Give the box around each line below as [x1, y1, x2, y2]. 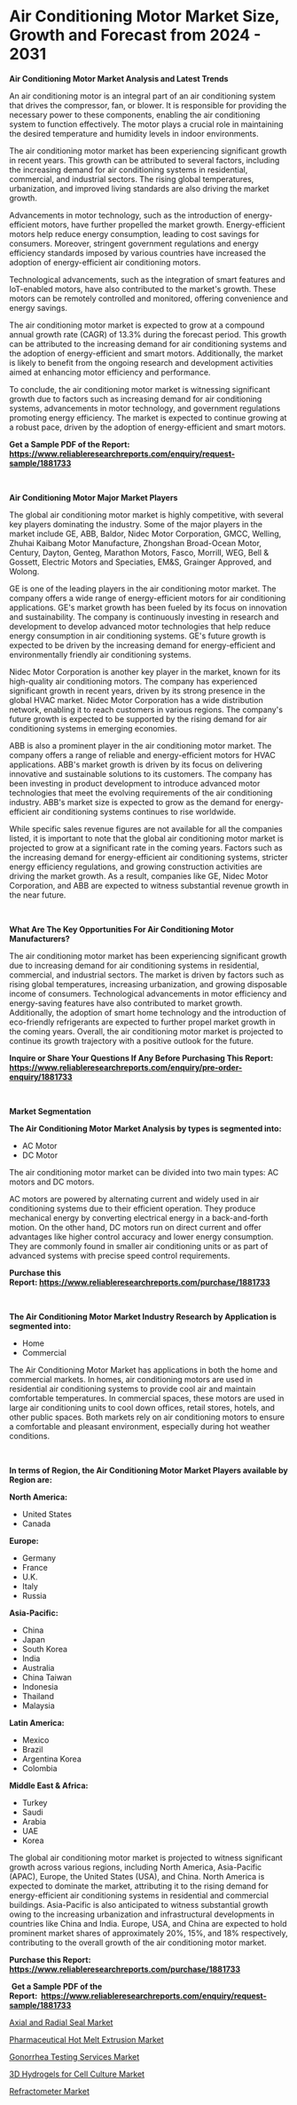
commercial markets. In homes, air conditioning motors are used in [9, 1373, 254, 1384]
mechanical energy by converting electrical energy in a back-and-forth [9, 1212, 269, 1223]
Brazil [21, 1744, 43, 1754]
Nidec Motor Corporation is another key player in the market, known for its [9, 666, 281, 677]
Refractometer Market [9, 2085, 90, 2096]
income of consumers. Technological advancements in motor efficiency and [9, 988, 287, 999]
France [21, 1562, 49, 1572]
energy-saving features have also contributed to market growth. [9, 997, 243, 1009]
